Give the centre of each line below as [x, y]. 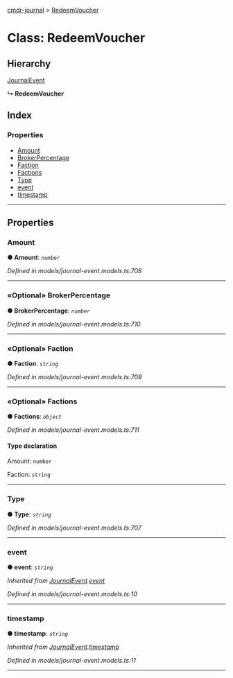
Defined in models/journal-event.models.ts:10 [72, 594]
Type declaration [32, 446]
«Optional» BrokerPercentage [59, 295]
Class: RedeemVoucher [76, 38]
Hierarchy [29, 63]
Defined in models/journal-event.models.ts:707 [75, 528]
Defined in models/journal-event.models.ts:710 [74, 324]
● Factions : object [35, 417]
